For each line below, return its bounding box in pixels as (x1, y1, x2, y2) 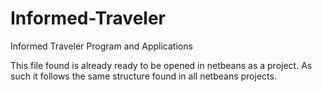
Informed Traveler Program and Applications (10, 40, 193, 52)
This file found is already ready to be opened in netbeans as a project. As (10, 59, 313, 71)
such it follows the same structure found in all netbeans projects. (10, 70, 277, 82)
